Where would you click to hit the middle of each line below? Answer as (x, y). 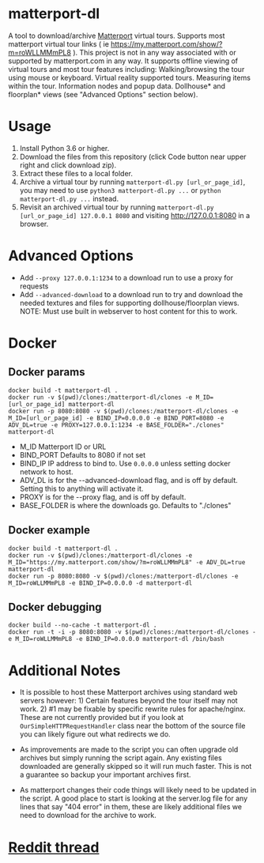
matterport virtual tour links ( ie (58, 43)
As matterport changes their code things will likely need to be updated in (138, 790)
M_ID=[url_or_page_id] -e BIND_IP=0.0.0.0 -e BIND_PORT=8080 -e (116, 418)
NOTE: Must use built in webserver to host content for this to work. (128, 311)
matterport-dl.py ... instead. (69, 198)
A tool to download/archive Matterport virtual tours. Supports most (117, 36)
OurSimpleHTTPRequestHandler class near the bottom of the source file (132, 726)
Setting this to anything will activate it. (81, 488)
